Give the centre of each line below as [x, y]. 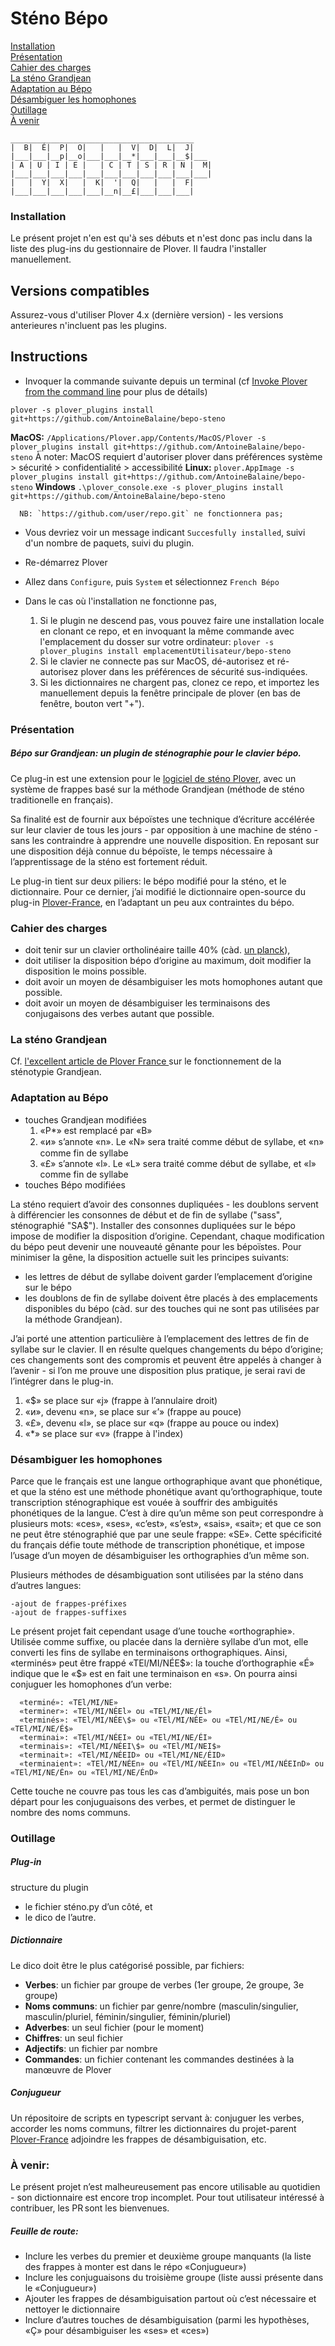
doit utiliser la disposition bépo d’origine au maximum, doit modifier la [168, 961]
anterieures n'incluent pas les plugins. [88, 326]
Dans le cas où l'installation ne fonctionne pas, [120, 601]
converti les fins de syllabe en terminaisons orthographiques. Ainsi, [149, 1652]
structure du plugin [49, 1887]
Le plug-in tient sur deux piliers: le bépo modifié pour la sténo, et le [148, 881]
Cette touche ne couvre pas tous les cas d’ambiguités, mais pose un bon [160, 1791]
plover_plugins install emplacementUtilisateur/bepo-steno [165, 651]
